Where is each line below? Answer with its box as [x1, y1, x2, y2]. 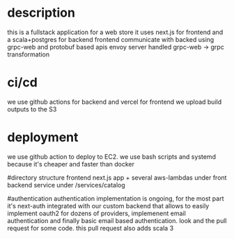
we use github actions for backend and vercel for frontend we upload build [7, 98, 221, 106]
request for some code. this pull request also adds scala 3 [7, 224, 174, 232]
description [7, 5, 75, 21]
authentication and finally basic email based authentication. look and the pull [7, 216, 227, 224]
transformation [7, 50, 50, 59]
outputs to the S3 [7, 105, 57, 113]
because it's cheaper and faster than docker [7, 160, 134, 168]
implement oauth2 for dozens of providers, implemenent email [7, 209, 186, 217]
